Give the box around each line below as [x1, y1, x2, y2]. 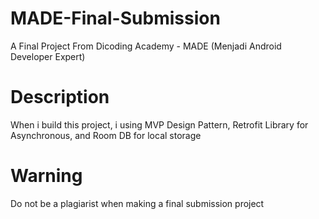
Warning [10, 165, 83, 187]
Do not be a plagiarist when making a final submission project [10, 197, 265, 209]
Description [10, 86, 110, 109]
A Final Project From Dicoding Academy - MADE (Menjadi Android [10, 40, 282, 52]
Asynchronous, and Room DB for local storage [10, 129, 202, 141]
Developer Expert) [10, 50, 86, 62]
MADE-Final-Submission [10, 7, 221, 30]
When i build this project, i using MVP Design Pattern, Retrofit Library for [10, 118, 309, 131]
